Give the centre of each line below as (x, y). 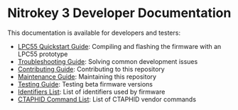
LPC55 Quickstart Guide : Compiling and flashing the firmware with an (119, 46)
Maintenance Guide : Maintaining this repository (87, 77)
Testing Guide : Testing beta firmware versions (85, 84)
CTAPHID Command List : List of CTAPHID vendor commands (107, 99)
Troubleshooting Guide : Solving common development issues (108, 61)
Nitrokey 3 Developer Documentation (119, 13)
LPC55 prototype (43, 54)
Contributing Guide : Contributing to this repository (91, 69)
